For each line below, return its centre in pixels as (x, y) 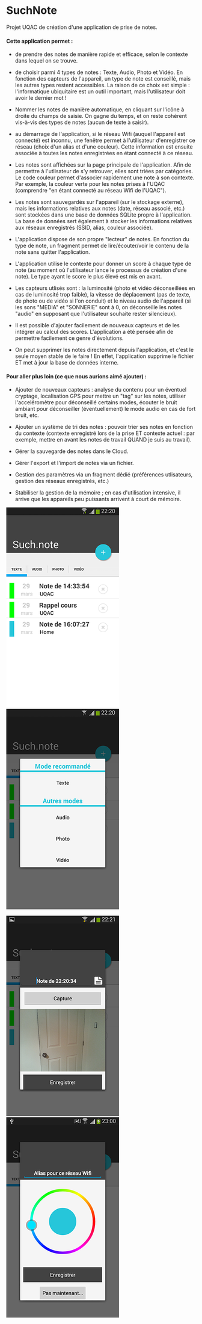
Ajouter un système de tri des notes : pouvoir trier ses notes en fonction (104, 427)
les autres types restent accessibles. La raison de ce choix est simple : (103, 85)
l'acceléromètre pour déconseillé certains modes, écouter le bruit (96, 402)
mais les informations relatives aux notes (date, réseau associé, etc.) (100, 209)
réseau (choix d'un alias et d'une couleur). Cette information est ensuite (104, 147)
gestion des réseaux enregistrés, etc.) (62, 481)
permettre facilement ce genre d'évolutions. (69, 338)
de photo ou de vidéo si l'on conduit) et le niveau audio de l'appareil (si (103, 301)
